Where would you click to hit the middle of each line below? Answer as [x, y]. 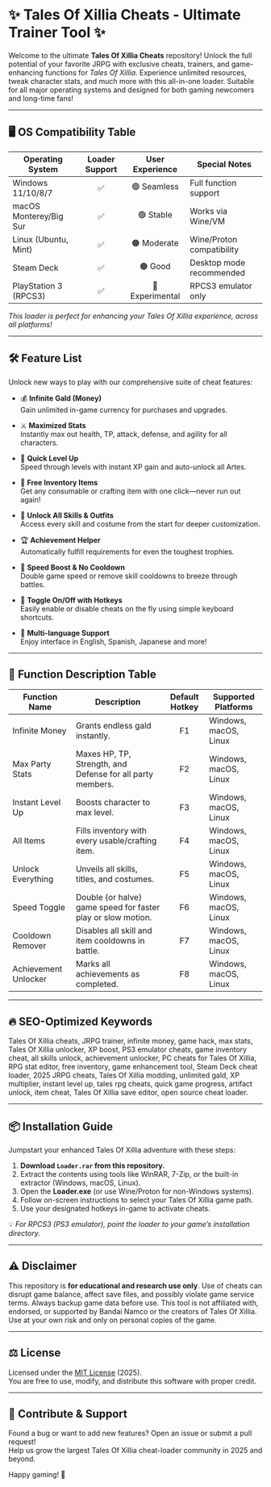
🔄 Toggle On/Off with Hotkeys [71, 600]
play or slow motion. [114, 918]
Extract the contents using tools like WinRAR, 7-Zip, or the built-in [129, 1174]
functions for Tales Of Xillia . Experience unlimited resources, [146, 72]
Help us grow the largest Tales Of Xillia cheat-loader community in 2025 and [135, 1451]
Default [184, 697]
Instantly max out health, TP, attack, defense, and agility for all [124, 434]
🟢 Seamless [155, 187]
